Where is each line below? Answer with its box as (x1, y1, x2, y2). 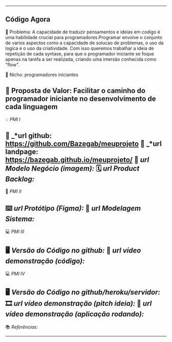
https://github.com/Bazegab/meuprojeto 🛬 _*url (5, 139, 162, 148)
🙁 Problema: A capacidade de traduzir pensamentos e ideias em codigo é (5, 29, 160, 35)
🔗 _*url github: (5, 132, 52, 140)
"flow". (5, 61, 20, 67)
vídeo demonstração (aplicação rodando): (5, 310, 144, 319)
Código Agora (5, 15, 51, 24)
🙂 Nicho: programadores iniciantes (5, 71, 78, 78)
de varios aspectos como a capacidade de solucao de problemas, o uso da (5, 40, 164, 46)
